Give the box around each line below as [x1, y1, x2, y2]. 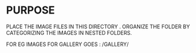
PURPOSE [6, 4, 55, 17]
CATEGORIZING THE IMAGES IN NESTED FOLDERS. [6, 29, 132, 36]
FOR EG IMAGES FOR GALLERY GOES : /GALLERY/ [6, 41, 129, 48]
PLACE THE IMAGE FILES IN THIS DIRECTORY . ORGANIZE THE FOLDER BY [6, 23, 190, 30]
